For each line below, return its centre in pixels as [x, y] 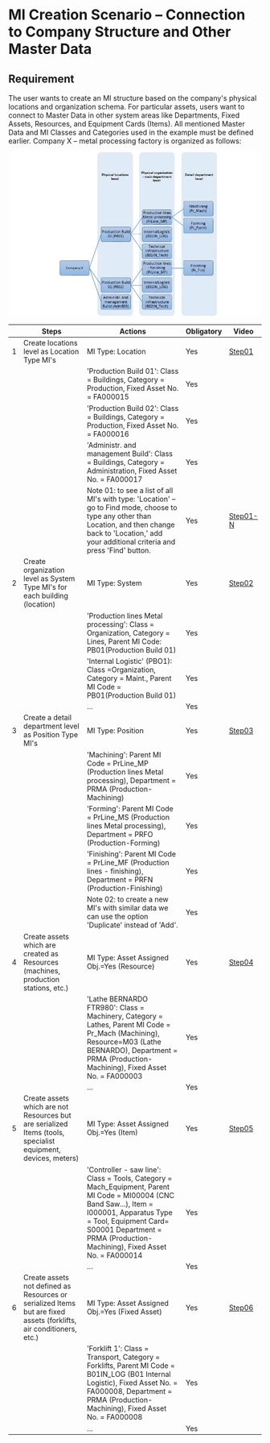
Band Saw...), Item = [120, 1204]
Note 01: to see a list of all [130, 491]
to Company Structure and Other [120, 32]
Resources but [47, 1115]
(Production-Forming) [124, 843]
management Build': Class [130, 454]
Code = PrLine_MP [118, 763]
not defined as [47, 1286]
